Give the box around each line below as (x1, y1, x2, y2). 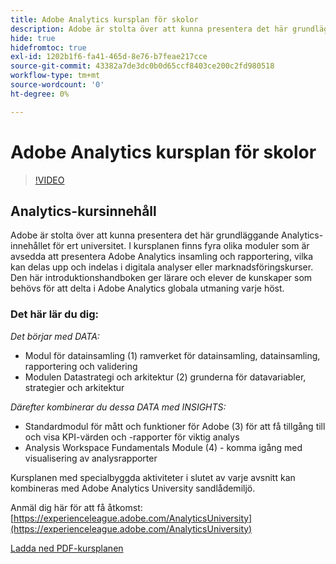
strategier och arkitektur (24, 381, 125, 393)
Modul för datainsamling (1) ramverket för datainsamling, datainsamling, (24, 349, 321, 361)
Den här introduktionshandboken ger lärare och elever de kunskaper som (10, 272, 313, 284)
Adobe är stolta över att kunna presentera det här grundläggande (10, 229, 280, 241)
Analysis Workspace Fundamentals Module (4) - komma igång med (24, 441, 303, 453)
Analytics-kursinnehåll (10, 202, 157, 220)
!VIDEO (34, 174, 65, 186)
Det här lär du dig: (10, 307, 100, 321)
